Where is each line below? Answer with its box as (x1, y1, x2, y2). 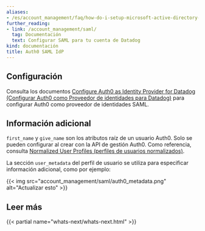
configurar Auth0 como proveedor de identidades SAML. (6, 100, 149, 108)
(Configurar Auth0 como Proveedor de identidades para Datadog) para (6, 94, 185, 101)
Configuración (6, 71, 63, 82)
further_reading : (6, 20, 51, 26)
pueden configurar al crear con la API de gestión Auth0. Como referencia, (6, 141, 192, 148)
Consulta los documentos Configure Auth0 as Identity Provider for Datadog (6, 87, 196, 95)
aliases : (6, 9, 29, 15)
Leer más (6, 202, 43, 212)
